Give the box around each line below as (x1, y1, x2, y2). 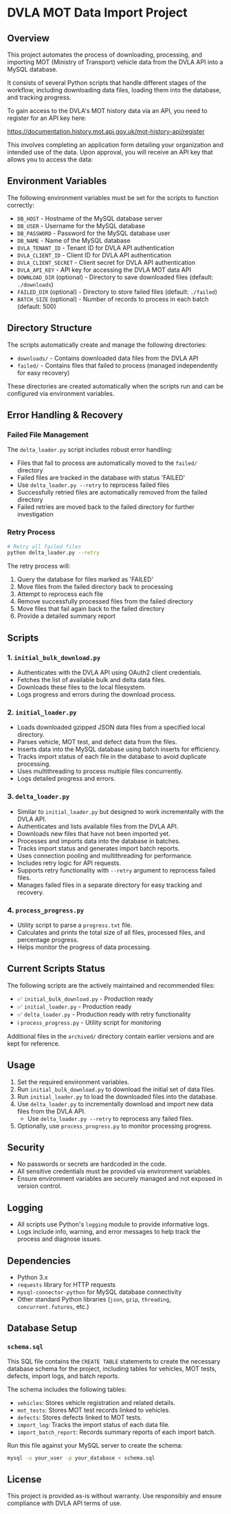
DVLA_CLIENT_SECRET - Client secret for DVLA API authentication (16, 258, 196, 266)
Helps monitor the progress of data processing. (16, 943, 152, 951)
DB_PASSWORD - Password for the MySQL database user (16, 229, 170, 237)
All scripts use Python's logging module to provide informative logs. (16, 1220, 210, 1228)
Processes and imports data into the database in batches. (16, 837, 181, 845)
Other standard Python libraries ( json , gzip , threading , (16, 1295, 171, 1303)
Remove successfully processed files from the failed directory (16, 597, 194, 606)
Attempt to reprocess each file (16, 590, 104, 598)
